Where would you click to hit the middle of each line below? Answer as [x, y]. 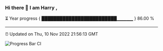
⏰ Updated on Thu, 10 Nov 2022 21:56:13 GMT [52, 34]
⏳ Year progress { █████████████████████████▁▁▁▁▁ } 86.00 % [80, 18]
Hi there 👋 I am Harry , [31, 8]
